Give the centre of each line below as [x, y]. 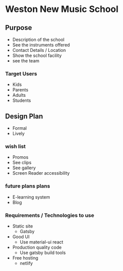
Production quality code [37, 247]
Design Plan [24, 116]
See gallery [24, 168]
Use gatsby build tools [43, 253]
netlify [26, 263]
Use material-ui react [42, 242]
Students [22, 100]
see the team [26, 61]
